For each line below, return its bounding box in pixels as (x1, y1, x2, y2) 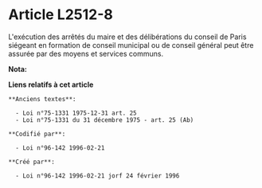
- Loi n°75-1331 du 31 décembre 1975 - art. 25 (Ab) (15, 116, 194, 124)
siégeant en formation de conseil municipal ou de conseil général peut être (8, 40, 254, 49)
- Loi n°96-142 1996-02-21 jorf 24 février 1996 (15, 171, 180, 180)
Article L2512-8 (8, 6, 113, 24)
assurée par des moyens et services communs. (8, 49, 164, 58)
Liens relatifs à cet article (8, 80, 94, 89)
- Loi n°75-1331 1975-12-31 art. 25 (15, 109, 137, 117)
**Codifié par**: (8, 130, 66, 138)
